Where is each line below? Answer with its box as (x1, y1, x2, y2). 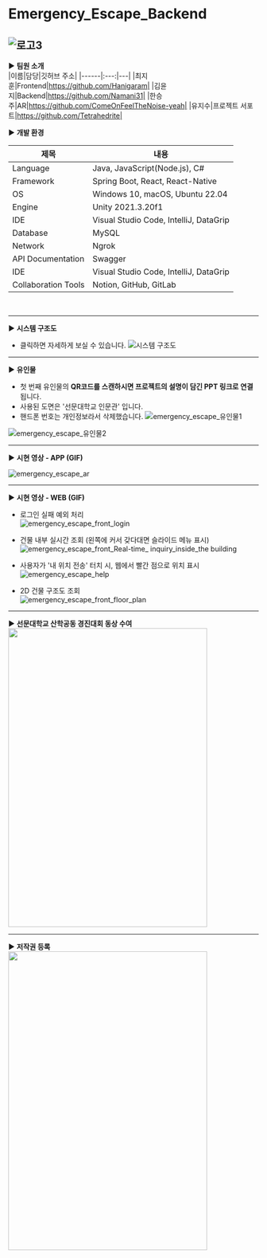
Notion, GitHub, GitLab (92, 280, 176, 290)
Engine (12, 202, 38, 212)
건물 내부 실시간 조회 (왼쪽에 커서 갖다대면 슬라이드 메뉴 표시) (19, 535, 210, 544)
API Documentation (12, 253, 85, 264)
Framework (12, 176, 55, 186)
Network (12, 241, 45, 251)
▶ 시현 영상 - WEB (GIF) (8, 493, 85, 502)
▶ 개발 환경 (8, 128, 44, 137)
